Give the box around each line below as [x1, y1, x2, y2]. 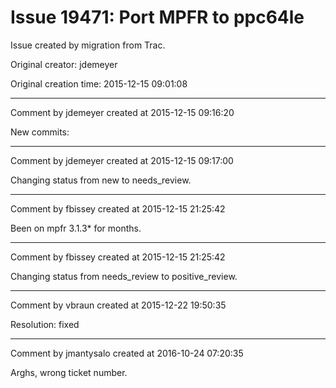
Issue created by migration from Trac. [10, 39, 166, 51]
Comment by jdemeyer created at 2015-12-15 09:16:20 [10, 106, 235, 118]
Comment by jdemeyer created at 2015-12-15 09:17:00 [10, 154, 234, 166]
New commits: [10, 126, 70, 138]
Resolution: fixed [10, 318, 80, 330]
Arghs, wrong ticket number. [10, 366, 128, 378]
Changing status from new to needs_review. [10, 174, 192, 186]
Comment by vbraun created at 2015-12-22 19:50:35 [10, 299, 227, 311]
